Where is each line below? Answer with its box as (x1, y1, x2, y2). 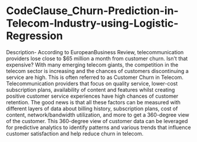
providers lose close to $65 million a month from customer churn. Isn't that (6, 55, 188, 62)
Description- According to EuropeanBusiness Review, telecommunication (6, 48, 184, 55)
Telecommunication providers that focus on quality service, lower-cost (6, 80, 178, 87)
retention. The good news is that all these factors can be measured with (6, 98, 181, 105)
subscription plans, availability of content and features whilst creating (6, 86, 175, 93)
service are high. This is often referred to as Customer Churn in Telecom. (6, 74, 184, 81)
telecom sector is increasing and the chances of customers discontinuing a (6, 67, 189, 74)
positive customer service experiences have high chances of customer (6, 93, 179, 100)
